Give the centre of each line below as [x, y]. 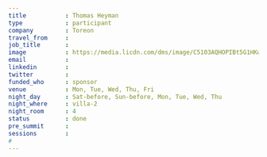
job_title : [39, 45]
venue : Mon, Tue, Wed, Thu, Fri [81, 89]
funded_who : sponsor [53, 82]
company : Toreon [51, 30]
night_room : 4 [43, 112]
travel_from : [39, 38]
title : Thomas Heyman [64, 15]
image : [39, 52]
